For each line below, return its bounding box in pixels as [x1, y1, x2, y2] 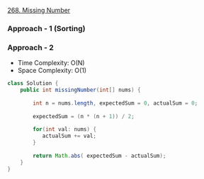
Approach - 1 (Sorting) [7, 23, 86, 33]
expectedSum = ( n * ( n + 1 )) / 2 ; [33, 112, 135, 120]
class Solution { [7, 80, 59, 87]
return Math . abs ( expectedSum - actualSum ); [33, 152, 166, 159]
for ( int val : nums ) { [33, 126, 97, 133]
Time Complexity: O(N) [17, 59, 85, 67]
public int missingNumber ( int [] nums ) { [20, 86, 141, 94]
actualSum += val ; [42, 132, 97, 140]
